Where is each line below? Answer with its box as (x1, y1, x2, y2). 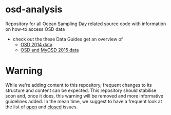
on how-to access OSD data (5, 26, 65, 32)
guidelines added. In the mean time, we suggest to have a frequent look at (5, 98, 163, 104)
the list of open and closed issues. (5, 104, 78, 110)
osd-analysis (5, 4, 63, 15)
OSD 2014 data (20, 41, 53, 47)
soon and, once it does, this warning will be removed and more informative (5, 92, 163, 99)
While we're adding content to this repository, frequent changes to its (5, 82, 153, 88)
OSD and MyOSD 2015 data (20, 47, 79, 53)
